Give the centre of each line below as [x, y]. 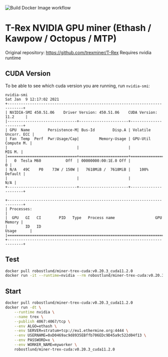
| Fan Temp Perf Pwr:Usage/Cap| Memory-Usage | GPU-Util [78, 139]
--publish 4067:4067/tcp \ [42, 321]
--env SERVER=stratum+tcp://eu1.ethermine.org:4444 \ [71, 331]
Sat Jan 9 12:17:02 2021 [32, 99]
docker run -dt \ [23, 307]
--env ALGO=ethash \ [35, 326]
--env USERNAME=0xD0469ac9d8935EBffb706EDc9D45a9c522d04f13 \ [80, 335]
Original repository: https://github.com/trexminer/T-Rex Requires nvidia [78, 52]
